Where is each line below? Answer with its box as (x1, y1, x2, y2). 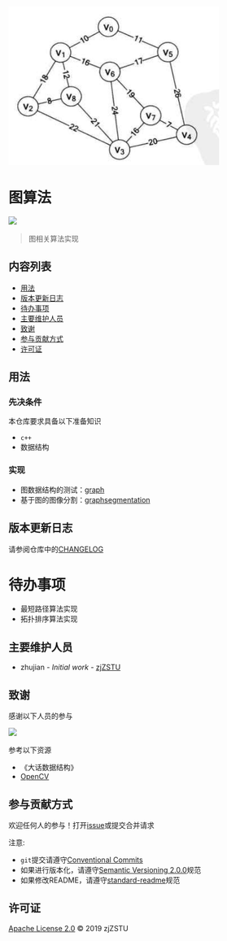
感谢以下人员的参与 (8, 711, 73, 721)
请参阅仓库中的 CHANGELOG (8, 544, 104, 554)
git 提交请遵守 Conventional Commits (20, 855, 144, 865)
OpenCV (20, 772, 50, 782)
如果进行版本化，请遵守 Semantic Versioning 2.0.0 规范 (20, 865, 202, 874)
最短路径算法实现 (20, 604, 78, 614)
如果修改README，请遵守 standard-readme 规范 (20, 875, 181, 885)
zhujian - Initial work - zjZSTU (20, 662, 121, 673)
